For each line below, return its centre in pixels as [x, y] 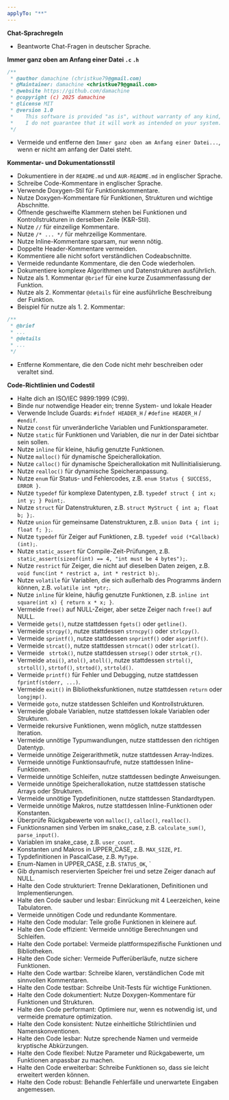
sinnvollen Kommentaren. [53, 980]
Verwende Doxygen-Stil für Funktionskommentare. [88, 191]
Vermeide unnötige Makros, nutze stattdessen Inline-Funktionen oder [115, 806]
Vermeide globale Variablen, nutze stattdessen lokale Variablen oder [113, 711]
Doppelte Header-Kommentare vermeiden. [77, 249]
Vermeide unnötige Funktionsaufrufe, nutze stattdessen [95, 762]
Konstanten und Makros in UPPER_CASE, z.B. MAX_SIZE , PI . [99, 849]
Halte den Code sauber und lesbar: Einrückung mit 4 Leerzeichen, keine [118, 900]
